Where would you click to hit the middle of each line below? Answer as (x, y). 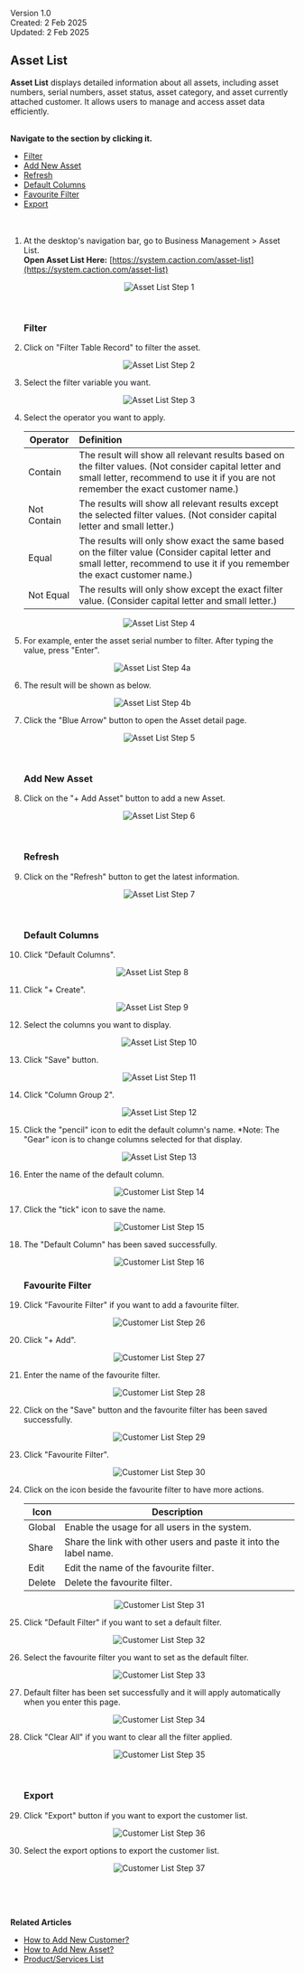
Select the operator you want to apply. (94, 418)
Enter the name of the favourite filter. (92, 1375)
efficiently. (30, 111)
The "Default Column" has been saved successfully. (120, 1245)
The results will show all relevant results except (179, 503)
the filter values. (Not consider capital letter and (180, 466)
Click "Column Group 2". (69, 1095)
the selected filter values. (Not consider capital (178, 515)
